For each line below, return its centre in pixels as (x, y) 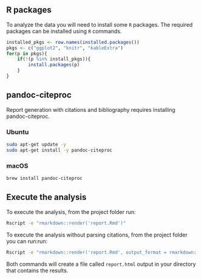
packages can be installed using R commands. (64, 31)
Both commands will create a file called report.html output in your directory (101, 264)
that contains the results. (37, 270)
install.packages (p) (54, 65)
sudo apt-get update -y (36, 145)
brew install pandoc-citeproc (45, 179)
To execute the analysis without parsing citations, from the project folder (97, 235)
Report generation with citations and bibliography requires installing (91, 109)
